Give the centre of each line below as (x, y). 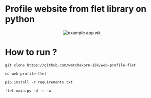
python (20, 19)
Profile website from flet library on (76, 9)
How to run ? (31, 52)
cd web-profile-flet (26, 74)
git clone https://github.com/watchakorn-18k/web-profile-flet (71, 65)
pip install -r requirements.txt (39, 82)
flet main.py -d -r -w (28, 91)
